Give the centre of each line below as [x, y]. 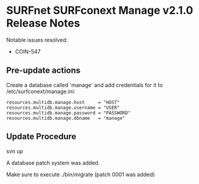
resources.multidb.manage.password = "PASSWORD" [68, 113]
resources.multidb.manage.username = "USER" [63, 108]
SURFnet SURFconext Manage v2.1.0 [100, 11]
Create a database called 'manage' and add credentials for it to [84, 85]
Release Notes [43, 23]
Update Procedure [41, 137]
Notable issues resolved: [37, 40]
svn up [15, 151]
